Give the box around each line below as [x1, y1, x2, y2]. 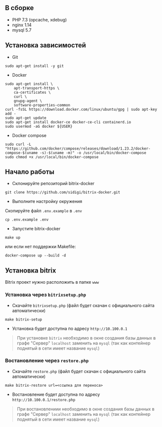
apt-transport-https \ [14, 85, 60, 90]
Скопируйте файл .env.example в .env [5, 208, 82, 214]
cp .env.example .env [5, 217, 49, 222]
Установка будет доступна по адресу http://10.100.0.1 [12, 325, 128, 331]
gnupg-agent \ [14, 98, 42, 103]
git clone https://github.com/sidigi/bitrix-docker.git [5, 190, 120, 195]
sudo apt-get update [5, 115, 47, 120]
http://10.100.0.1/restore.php [12, 397, 76, 402]
